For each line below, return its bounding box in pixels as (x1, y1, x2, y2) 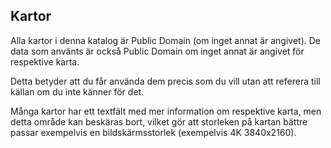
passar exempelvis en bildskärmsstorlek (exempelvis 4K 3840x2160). (10, 126, 297, 138)
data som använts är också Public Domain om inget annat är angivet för (10, 45, 305, 57)
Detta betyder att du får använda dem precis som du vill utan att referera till (10, 75, 321, 87)
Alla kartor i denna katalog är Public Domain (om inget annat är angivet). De (10, 34, 322, 46)
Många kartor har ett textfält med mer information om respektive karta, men (10, 105, 322, 117)
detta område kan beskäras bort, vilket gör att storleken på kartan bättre (10, 115, 308, 128)
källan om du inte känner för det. (10, 85, 145, 98)
